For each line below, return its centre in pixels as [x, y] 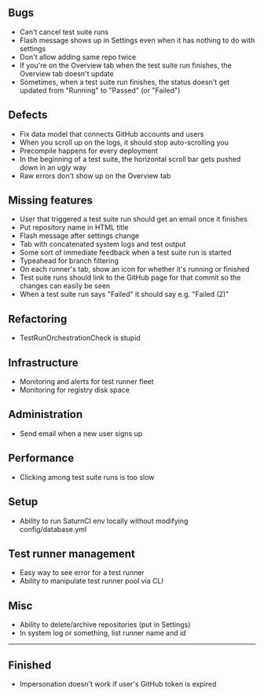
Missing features [50, 201]
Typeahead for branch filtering [69, 261]
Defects [28, 115]
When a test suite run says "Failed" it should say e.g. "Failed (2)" [124, 295]
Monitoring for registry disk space [74, 390]
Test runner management [71, 553]
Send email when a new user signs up [81, 433]
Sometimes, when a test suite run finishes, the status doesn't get [125, 82]
